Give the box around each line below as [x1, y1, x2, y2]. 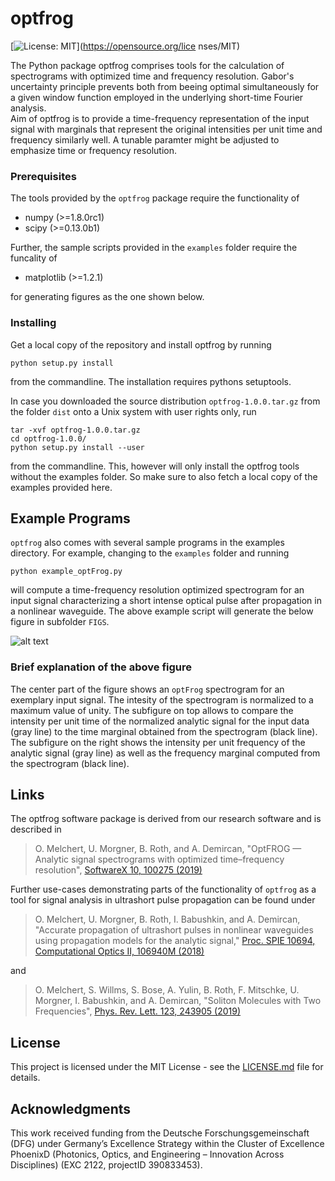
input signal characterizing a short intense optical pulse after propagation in [10, 595, 322, 607]
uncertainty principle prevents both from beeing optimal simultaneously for [10, 80, 320, 92]
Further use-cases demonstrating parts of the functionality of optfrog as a [10, 883, 317, 896]
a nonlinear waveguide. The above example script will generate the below [10, 605, 314, 617]
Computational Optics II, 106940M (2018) [34, 945, 205, 957]
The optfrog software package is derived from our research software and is [10, 813, 322, 825]
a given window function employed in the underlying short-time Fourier [10, 91, 304, 103]
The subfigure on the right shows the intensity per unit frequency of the [10, 736, 306, 748]
